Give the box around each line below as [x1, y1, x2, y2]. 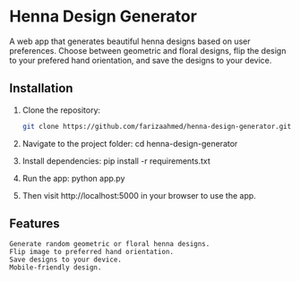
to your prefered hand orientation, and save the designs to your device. [9, 55, 272, 65]
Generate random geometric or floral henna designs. [9, 240, 210, 249]
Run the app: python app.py [21, 173, 125, 183]
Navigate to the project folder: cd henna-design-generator [21, 138, 238, 149]
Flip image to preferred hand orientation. [9, 248, 175, 257]
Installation [9, 81, 73, 96]
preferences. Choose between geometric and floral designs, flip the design [9, 45, 287, 55]
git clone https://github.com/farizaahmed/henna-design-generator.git [21, 122, 292, 131]
